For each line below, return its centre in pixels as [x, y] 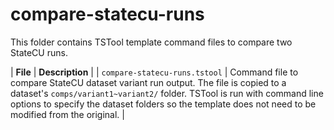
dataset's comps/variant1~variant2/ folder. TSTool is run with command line [167, 93]
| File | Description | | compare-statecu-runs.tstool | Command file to [154, 72]
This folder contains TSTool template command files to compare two [151, 42]
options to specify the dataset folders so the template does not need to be [163, 104]
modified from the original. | [67, 114]
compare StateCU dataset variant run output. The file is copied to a [148, 82]
